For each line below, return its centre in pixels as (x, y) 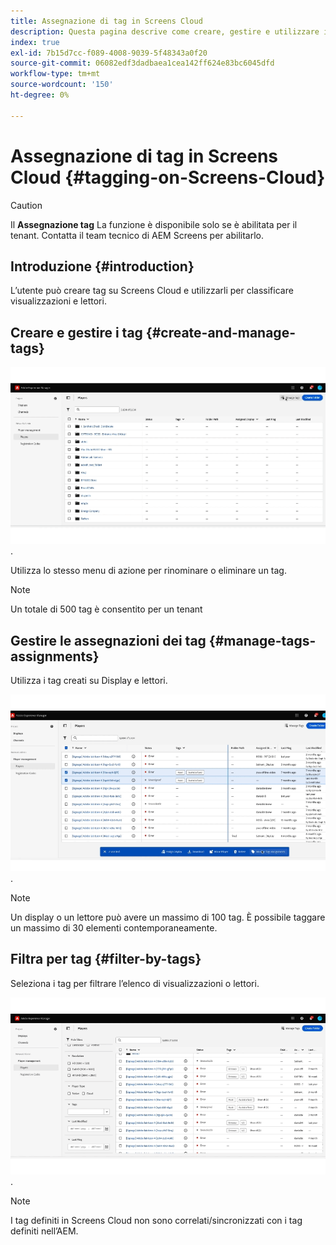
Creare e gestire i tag (76, 332)
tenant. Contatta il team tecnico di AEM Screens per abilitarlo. (137, 235)
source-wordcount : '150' (62, 85)
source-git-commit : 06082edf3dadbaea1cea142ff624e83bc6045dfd (142, 63)
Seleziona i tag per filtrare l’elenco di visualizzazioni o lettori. (135, 983)
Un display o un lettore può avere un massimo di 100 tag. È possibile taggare (168, 917)
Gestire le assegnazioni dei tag (108, 640)
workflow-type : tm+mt (55, 74)
